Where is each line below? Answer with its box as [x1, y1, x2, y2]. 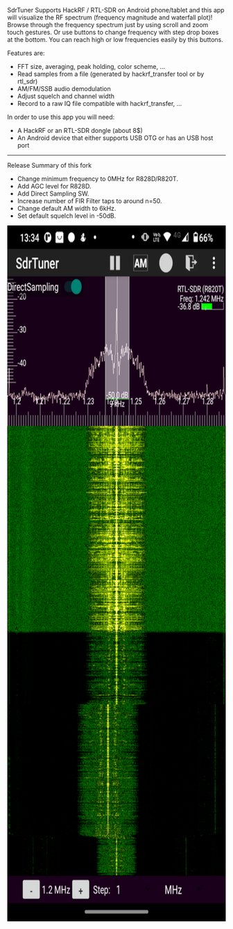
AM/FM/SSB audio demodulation [17, 85, 111, 93]
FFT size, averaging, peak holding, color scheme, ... [17, 63, 166, 70]
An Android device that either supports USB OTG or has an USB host [17, 134, 214, 142]
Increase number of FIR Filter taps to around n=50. [17, 197, 162, 205]
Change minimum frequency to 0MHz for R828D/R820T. [17, 175, 179, 183]
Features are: [7, 49, 45, 57]
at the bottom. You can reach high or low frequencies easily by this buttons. [7, 35, 224, 44]
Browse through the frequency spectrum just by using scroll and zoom [7, 21, 209, 29]
